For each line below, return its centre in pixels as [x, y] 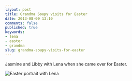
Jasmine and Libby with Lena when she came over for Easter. [66, 64]
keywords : [15, 32]
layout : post [18, 9]
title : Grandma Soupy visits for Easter [46, 14]
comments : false [21, 23]
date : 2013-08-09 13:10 [29, 18]
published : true [21, 28]
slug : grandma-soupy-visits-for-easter [45, 50]
